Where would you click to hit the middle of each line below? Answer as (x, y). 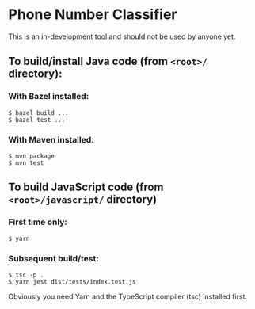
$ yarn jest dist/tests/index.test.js (72, 282)
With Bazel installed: (49, 97)
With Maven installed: (51, 139)
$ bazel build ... (38, 113)
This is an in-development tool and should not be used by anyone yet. (122, 36)
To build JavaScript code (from (86, 187)
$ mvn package (32, 156)
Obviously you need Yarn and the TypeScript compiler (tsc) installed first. (128, 296)
